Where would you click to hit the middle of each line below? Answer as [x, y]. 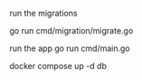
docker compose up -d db [58, 66]
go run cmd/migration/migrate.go [71, 30]
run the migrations [44, 13]
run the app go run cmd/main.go [70, 48]
